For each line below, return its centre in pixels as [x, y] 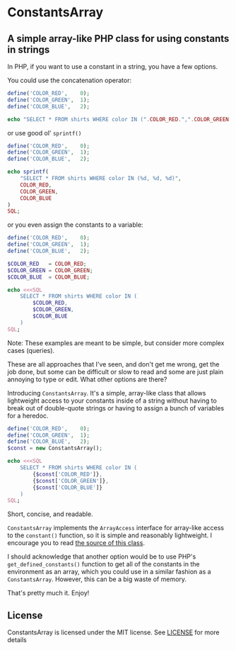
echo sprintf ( [28, 172]
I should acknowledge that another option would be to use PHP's [102, 556]
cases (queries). [31, 350]
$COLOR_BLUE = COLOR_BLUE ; [49, 277]
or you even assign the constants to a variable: [75, 225]
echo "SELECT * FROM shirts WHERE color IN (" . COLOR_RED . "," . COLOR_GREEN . [120, 119]
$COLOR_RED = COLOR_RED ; [47, 264]
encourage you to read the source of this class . [76, 543]
